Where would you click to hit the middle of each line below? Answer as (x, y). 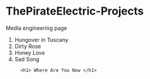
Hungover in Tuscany (41, 39)
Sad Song (27, 59)
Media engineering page (37, 28)
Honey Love (30, 52)
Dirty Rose (28, 46)
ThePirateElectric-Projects (75, 11)
